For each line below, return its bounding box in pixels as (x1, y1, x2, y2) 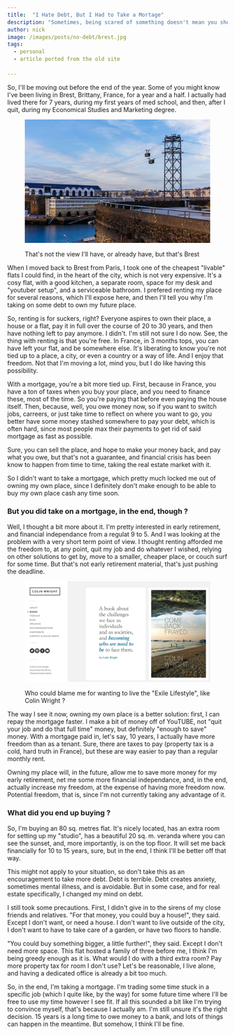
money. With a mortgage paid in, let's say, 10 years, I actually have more (7, 732, 215, 741)
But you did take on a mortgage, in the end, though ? (7, 506, 189, 516)
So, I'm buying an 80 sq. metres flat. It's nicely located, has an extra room (7, 824, 220, 833)
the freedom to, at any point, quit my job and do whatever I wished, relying (7, 545, 222, 553)
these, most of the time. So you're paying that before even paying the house (7, 395, 227, 403)
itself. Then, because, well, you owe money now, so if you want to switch (7, 403, 217, 411)
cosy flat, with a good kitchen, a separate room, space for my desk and (7, 279, 213, 287)
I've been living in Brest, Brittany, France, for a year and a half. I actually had (7, 90, 227, 99)
